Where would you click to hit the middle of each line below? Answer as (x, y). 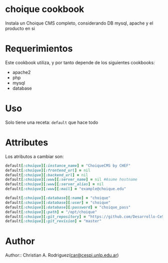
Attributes (27, 143)
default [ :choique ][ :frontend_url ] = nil (48, 170)
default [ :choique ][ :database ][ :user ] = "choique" (58, 202)
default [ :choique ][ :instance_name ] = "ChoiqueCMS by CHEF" (68, 166)
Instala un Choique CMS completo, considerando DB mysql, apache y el (79, 23)
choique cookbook (45, 9)
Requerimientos (39, 49)
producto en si (20, 28)
